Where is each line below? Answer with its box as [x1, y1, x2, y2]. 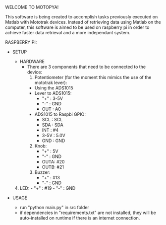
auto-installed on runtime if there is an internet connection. [19, 215, 140, 221]
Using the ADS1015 [34, 85, 73, 91]
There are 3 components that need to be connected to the [27, 64, 146, 70]
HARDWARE [19, 59, 45, 64]
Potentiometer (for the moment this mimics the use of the [34, 75, 152, 80]
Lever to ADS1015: [34, 90, 72, 96]
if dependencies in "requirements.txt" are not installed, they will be [19, 210, 156, 216]
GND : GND [42, 138, 65, 144]
